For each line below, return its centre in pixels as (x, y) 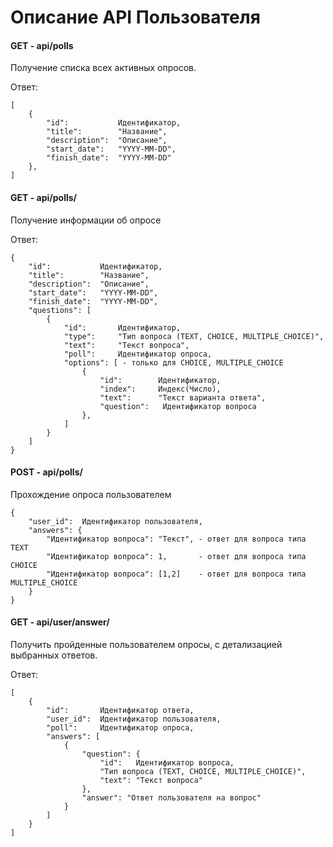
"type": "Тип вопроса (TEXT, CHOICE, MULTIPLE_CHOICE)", (194, 336)
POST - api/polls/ (46, 472)
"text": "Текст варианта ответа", (183, 397)
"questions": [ (60, 310)
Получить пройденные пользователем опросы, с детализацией (146, 644)
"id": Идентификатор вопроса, (167, 763)
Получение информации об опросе (86, 220)
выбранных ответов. (54, 655)
